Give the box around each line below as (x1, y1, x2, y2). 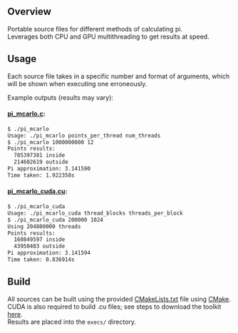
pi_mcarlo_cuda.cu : (7, 187, 68, 195)
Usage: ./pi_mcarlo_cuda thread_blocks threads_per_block (7, 210, 183, 217)
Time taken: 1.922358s (7, 171, 75, 179)
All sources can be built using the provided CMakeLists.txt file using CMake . (7, 294, 232, 303)
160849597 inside (14, 236, 66, 243)
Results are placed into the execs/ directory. (7, 317, 137, 326)
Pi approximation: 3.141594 (7, 250, 91, 257)
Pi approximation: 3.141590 (7, 165, 91, 173)
